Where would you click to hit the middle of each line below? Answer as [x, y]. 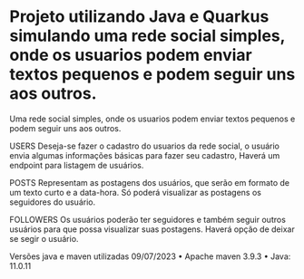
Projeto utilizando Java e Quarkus [139, 17]
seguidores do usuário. [53, 202]
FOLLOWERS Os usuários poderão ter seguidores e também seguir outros [147, 219]
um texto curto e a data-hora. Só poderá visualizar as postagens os [135, 192]
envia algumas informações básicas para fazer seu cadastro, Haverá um [145, 155]
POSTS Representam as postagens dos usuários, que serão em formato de [150, 182]
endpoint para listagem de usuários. [77, 165]
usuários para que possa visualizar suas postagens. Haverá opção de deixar [152, 229]
